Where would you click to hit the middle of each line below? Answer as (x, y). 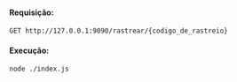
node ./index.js (39, 69)
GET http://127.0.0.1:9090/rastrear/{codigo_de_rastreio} (118, 31)
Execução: (29, 50)
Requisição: (32, 12)
